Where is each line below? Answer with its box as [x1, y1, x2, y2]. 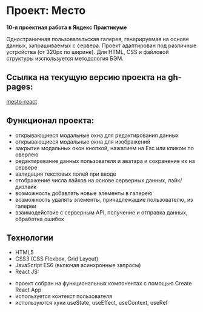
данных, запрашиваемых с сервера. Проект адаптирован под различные [6, 42, 197, 49]
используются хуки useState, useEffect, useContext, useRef [15, 299, 168, 307]
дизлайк [15, 183, 37, 190]
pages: [6, 82, 33, 92]
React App [15, 286, 42, 294]
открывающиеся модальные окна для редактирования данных [15, 131, 179, 139]
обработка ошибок [15, 215, 65, 222]
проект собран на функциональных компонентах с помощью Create [15, 280, 192, 287]
